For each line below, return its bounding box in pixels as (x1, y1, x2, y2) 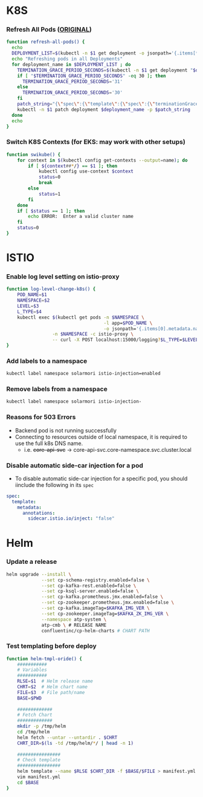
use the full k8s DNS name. (14, 440, 83, 447)
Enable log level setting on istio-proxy (6, 273, 120, 281)
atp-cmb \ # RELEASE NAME (41, 622, 107, 628)
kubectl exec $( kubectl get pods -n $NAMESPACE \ (17, 314, 145, 320)
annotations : (22, 510, 56, 516)
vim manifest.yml (17, 774, 61, 780)
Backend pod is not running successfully (14, 426, 117, 434)
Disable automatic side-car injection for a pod (6, 461, 143, 469)
